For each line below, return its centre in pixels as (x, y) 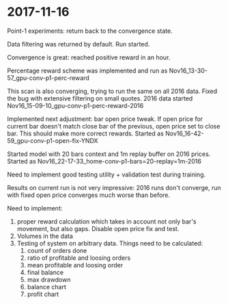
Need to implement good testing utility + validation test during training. (106, 174)
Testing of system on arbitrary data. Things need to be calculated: (110, 243)
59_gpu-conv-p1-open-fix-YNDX (53, 140)
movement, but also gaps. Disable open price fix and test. (98, 228)
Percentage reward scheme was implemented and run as (87, 70)
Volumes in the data (45, 236)
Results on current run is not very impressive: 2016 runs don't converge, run (114, 187)
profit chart (43, 294)
